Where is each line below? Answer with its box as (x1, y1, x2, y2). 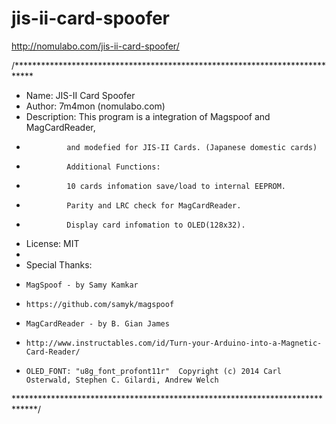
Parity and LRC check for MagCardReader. (66, 200, 242, 211)
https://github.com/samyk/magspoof (25, 299, 175, 309)
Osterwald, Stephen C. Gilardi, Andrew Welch (25, 375, 219, 385)
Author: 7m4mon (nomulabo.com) (25, 100, 166, 112)
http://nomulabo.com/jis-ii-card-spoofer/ (11, 40, 180, 52)
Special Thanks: (25, 258, 93, 271)
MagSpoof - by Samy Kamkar (25, 280, 139, 290)
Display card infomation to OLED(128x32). (66, 220, 246, 230)
